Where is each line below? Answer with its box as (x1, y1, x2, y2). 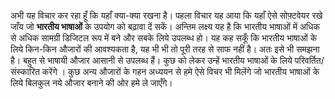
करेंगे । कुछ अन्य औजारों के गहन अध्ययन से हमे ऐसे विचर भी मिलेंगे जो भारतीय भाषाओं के (41, 66, 320, 77)
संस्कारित (10, 66, 40, 77)
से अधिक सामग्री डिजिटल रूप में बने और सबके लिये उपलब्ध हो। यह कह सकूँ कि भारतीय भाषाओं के (10, 32, 318, 44)
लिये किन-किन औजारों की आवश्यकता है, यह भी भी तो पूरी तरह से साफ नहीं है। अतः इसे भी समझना (10, 43, 320, 55)
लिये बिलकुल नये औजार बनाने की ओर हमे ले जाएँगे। (10, 77, 173, 89)
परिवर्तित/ (294, 55, 325, 66)
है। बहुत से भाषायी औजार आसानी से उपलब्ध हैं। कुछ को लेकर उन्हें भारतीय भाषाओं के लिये (10, 55, 293, 66)
